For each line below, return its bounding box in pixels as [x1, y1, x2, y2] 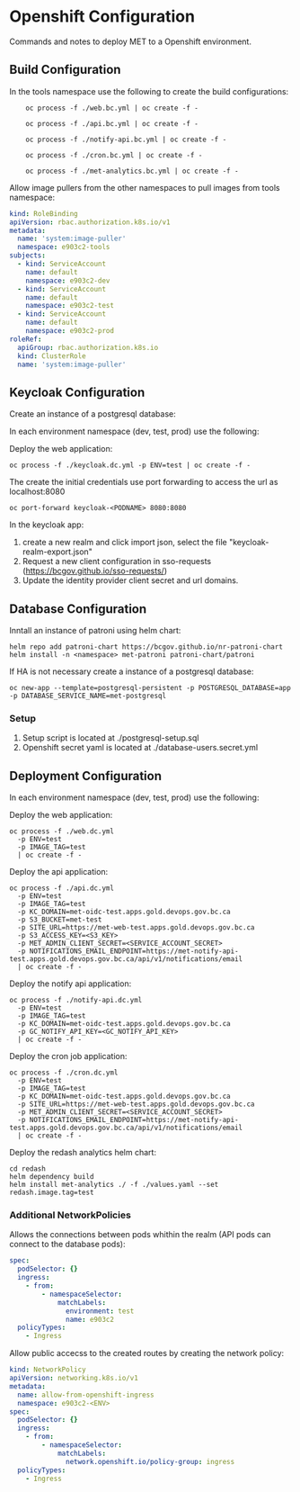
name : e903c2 [66, 1315, 115, 1324]
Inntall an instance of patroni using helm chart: [9, 625, 181, 635]
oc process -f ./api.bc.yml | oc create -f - [25, 119, 199, 128]
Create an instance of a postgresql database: [9, 409, 177, 419]
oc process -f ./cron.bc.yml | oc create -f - [25, 150, 203, 159]
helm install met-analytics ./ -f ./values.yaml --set [9, 1181, 219, 1190]
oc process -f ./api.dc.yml [9, 884, 115, 893]
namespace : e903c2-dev [25, 276, 110, 285]
